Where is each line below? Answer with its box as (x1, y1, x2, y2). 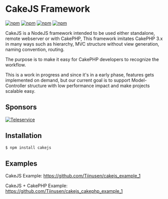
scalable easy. (5, 88, 36, 94)
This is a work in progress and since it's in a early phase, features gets (5, 71, 155, 77)
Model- (131, 77, 147, 83)
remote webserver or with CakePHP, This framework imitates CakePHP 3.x (5, 35, 163, 42)
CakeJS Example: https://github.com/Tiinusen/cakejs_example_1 (5, 173, 141, 179)
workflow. (5, 62, 26, 68)
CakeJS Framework (5, 3, 91, 15)
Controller (5, 83, 27, 89)
